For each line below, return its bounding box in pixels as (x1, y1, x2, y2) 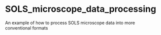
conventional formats (5, 25, 48, 31)
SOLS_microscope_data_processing (5, 3, 157, 15)
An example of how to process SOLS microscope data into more (5, 20, 135, 26)
